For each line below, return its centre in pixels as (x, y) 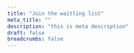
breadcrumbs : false (35, 39)
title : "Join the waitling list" (56, 13)
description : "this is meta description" (68, 26)
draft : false (26, 33)
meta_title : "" (29, 20)
